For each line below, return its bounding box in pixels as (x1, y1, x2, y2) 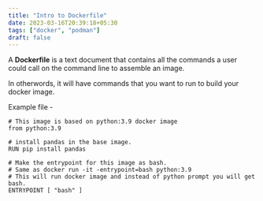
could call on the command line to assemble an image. (8, 64, 185, 73)
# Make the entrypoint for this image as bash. (8, 159, 168, 167)
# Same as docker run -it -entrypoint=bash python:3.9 (8, 166, 192, 174)
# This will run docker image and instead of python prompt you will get (8, 173, 256, 181)
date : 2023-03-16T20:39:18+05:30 (8, 19, 118, 27)
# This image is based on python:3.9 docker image (8, 117, 178, 126)
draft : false (8, 33, 51, 42)
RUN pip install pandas (8, 145, 87, 154)
